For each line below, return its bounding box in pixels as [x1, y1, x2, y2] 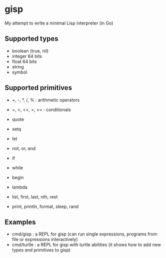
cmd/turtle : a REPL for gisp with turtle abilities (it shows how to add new [11, 241, 162, 248]
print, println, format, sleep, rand [11, 203, 79, 209]
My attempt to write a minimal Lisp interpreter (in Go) [4, 20, 114, 26]
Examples [4, 217, 36, 226]
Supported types [4, 34, 58, 43]
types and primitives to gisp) [11, 247, 71, 253]
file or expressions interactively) [11, 236, 78, 242]
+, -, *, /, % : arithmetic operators [11, 96, 80, 103]
